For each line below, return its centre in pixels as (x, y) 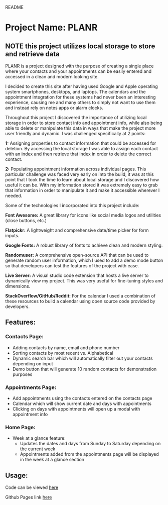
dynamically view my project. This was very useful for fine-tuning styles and (84, 281)
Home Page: (21, 427)
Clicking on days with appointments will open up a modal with (76, 409)
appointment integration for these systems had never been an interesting (80, 97)
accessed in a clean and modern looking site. (52, 77)
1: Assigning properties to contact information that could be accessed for (81, 143)
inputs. (12, 235)
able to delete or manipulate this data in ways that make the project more (80, 128)
